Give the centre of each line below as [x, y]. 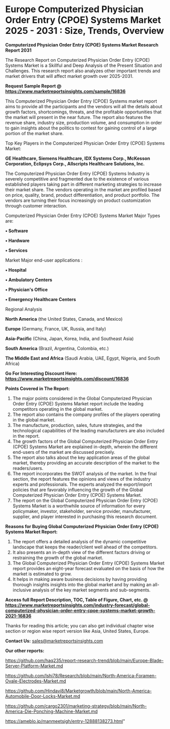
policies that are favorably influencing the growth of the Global [78, 490]
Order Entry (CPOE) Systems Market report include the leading [78, 404]
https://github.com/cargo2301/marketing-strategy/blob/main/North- [76, 706]
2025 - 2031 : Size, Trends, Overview [85, 31]
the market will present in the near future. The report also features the [78, 117]
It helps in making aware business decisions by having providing [80, 579]
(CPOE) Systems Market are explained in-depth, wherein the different [85, 447]
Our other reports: [25, 651]
